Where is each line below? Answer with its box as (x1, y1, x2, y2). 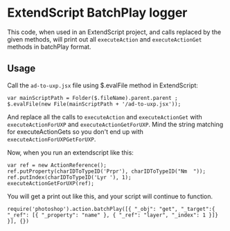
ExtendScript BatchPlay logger (7, 5, 188, 21)
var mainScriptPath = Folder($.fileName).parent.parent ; (7, 94, 178, 101)
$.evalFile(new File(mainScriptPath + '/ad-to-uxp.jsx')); (7, 101, 182, 108)
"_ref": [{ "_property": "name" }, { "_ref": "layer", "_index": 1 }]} (7, 212, 218, 219)
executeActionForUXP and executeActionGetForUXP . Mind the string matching (7, 120, 224, 128)
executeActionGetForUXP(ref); (7, 180, 95, 187)
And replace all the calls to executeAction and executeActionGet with (7, 112, 202, 121)
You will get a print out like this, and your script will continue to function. (7, 192, 213, 200)
